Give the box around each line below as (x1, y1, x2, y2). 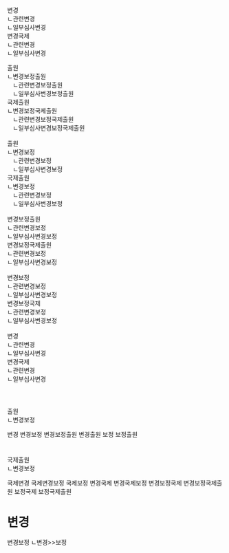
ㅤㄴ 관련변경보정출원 (7, 81, 63, 89)
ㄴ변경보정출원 (7, 73, 47, 80)
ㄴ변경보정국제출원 (7, 107, 57, 115)
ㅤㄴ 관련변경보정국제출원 (7, 116, 74, 123)
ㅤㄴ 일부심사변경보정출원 (7, 90, 74, 98)
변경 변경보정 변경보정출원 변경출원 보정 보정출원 (7, 431, 138, 439)
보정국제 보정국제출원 (14, 488, 72, 496)
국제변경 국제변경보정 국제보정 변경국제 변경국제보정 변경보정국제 (7, 479, 182, 487)
